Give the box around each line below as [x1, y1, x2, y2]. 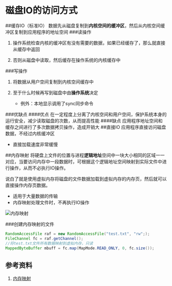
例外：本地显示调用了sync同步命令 [20, 100, 94, 106]
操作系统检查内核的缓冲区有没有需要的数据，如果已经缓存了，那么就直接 [12, 39, 165, 46]
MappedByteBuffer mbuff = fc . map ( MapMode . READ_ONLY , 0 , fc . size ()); [5, 246, 155, 251]
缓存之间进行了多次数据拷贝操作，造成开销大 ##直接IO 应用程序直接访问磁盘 [5, 124, 166, 130]
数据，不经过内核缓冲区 [5, 130, 55, 136]
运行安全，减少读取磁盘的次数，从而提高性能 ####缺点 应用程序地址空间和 [5, 117, 163, 124]
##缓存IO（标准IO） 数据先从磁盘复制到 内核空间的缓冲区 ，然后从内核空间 [5, 22, 161, 29]
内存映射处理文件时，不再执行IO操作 [12, 199, 90, 205]
